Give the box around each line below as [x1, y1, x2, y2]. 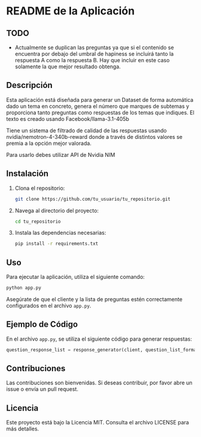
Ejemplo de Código [6, 319, 78, 330]
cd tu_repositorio [14, 218, 61, 224]
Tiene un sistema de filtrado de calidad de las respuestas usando [6, 127, 167, 134]
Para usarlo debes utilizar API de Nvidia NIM [6, 151, 115, 158]
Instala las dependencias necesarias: [14, 229, 106, 236]
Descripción [6, 80, 53, 90]
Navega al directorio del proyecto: [14, 207, 99, 214]
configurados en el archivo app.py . [6, 302, 92, 309]
